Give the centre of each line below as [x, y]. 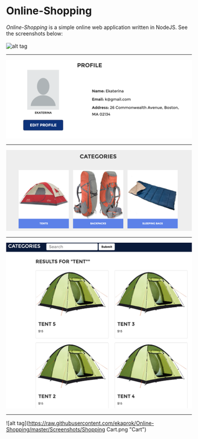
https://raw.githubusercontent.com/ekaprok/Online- [91, 423]
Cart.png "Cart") [126, 430]
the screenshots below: [34, 33]
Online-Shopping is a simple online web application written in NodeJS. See [97, 27]
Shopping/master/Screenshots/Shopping [56, 430]
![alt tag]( [17, 423]
